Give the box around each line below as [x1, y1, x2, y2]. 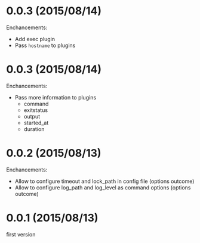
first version [6, 230, 36, 238]
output [23, 113, 41, 120]
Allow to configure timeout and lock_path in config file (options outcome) [14, 177, 195, 185]
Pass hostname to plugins [14, 42, 76, 49]
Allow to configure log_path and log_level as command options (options [14, 183, 191, 191]
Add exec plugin [14, 35, 56, 42]
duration [23, 125, 45, 132]
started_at [23, 119, 49, 126]
